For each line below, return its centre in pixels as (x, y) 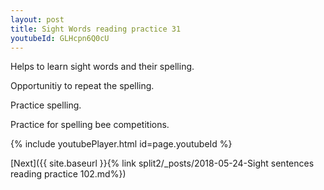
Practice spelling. (46, 105)
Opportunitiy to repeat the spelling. (82, 86)
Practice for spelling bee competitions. (90, 125)
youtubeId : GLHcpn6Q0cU (60, 38)
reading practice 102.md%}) (68, 174)
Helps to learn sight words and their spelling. (102, 67)
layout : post (37, 19)
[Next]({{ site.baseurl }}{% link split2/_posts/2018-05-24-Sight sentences (162, 163)
